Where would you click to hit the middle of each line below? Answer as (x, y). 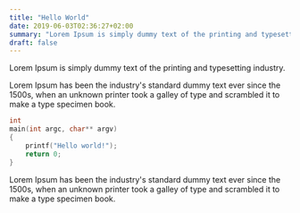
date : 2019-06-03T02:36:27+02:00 (71, 26)
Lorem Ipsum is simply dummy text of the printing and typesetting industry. (147, 68)
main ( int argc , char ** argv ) (63, 129)
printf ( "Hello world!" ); (71, 145)
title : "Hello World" (50, 17)
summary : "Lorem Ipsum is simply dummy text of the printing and (133, 34)
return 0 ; (44, 154)
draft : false (33, 43)
